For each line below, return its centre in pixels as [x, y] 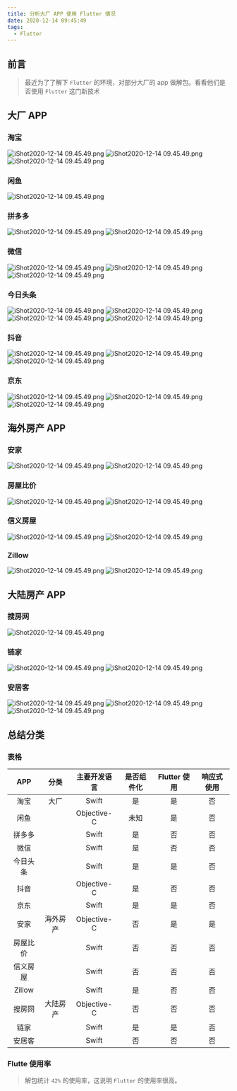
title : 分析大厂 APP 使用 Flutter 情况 [62, 14]
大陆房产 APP [36, 595]
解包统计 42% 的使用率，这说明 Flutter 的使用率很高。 [103, 1080]
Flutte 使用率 [29, 1064]
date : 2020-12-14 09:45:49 [47, 21]
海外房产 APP [36, 428]
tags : [15, 27]
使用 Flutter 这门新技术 [65, 91]
